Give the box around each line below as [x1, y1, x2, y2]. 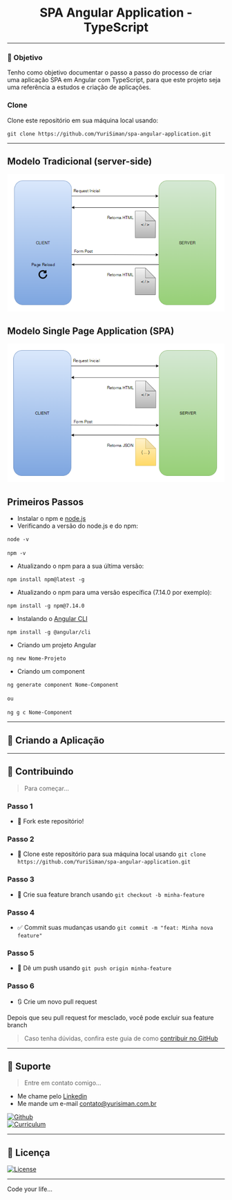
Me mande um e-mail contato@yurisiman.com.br [17, 1100, 157, 1108]
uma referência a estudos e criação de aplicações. [7, 83, 151, 91]
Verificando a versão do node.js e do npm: [17, 522, 139, 530]
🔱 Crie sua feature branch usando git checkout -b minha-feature [17, 890, 205, 899]
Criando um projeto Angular [17, 641, 97, 649]
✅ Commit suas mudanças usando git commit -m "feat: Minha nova [17, 923, 213, 931]
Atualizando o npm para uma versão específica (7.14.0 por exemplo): [17, 589, 212, 597]
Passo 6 [7, 981, 35, 991]
